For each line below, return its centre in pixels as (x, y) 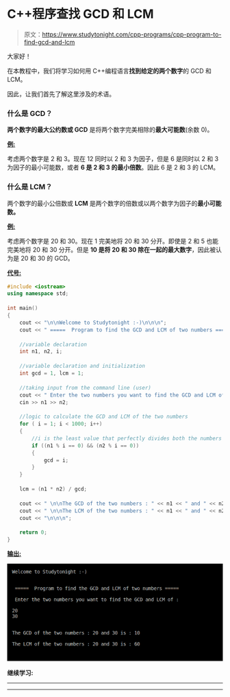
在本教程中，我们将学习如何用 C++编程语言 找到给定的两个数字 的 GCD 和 (110, 71)
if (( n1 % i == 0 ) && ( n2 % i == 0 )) (86, 446)
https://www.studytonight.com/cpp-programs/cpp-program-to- (132, 34)
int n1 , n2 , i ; (41, 352)
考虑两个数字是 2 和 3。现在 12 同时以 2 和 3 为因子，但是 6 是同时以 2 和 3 (113, 159)
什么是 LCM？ (30, 187)
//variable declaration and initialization (82, 366)
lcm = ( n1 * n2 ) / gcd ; (53, 489)
